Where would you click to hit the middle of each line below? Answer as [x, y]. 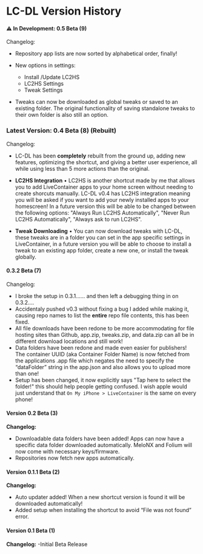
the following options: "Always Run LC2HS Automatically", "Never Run [102, 213]
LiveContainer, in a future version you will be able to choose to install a [103, 244]
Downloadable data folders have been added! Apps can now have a [99, 438]
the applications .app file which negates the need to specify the [95, 361]
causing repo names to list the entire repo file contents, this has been [102, 315]
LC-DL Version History [64, 11]
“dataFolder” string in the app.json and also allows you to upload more [103, 367]
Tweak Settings [43, 90]
